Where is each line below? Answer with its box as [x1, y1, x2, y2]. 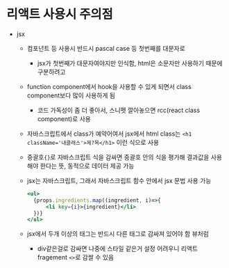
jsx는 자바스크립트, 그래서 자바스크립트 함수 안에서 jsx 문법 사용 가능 [26, 176, 212, 184]
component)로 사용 [37, 114, 91, 123]
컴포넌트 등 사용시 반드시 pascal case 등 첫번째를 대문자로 [26, 44, 185, 52]
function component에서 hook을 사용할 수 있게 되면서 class [26, 82, 192, 90]
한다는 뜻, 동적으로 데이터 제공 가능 [40, 161, 135, 170]
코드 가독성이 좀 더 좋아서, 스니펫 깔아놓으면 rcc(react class [37, 106, 201, 114]
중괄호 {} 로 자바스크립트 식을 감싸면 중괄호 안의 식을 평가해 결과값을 [26, 152, 210, 161]
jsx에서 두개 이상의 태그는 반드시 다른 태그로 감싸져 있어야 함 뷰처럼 [26, 230, 210, 238]
